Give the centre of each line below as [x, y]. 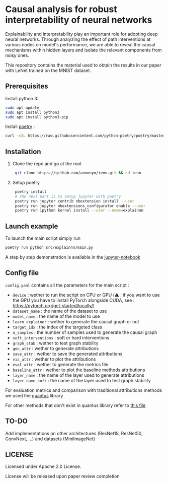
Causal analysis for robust [61, 9]
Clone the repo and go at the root [47, 164]
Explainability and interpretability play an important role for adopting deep [81, 34]
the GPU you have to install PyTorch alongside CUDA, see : [73, 300]
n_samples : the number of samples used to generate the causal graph [85, 332]
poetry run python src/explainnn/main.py [49, 248]
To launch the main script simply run [43, 238]
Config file [22, 273]
